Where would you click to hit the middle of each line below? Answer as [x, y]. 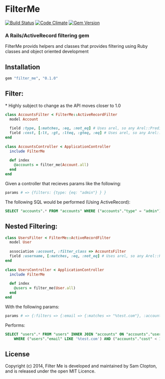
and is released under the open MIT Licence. [50, 371]
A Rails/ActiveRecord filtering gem [47, 35]
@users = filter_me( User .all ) [45, 288]
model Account [24, 119]
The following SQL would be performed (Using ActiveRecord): [68, 202]
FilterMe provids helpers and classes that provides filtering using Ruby [77, 46]
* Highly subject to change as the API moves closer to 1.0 [63, 105]
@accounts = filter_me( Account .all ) [52, 165]
